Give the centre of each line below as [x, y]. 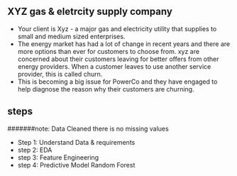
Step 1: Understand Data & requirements [76, 142]
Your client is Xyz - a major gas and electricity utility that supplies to [117, 28]
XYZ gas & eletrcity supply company [90, 12]
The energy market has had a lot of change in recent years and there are [124, 44]
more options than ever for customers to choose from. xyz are [109, 51]
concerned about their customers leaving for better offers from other [118, 59]
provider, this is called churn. [60, 74]
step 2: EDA [35, 150]
